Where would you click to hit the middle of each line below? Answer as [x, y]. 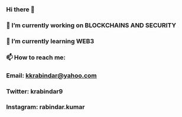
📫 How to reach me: [36, 57]
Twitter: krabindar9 [35, 91]
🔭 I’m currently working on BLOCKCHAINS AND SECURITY [91, 25]
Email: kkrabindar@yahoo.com [52, 75]
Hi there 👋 [21, 9]
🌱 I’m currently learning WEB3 [50, 41]
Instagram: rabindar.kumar [45, 107]
